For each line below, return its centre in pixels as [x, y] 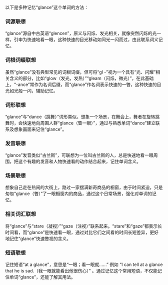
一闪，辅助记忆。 [40, 90]
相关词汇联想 [21, 214]
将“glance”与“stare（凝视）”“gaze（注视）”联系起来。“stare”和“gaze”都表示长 [84, 226]
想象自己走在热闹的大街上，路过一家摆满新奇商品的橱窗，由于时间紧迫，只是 [84, 187]
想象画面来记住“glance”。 [40, 129]
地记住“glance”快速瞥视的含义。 [38, 238]
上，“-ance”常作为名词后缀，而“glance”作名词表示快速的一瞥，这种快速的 [81, 84]
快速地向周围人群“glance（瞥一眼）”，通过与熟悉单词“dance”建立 [89, 123]
